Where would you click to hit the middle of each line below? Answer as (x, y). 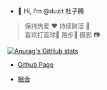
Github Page (36, 65)
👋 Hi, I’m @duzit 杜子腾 (51, 11)
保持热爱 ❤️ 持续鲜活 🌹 (57, 26)
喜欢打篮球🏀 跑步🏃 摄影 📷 (62, 35)
